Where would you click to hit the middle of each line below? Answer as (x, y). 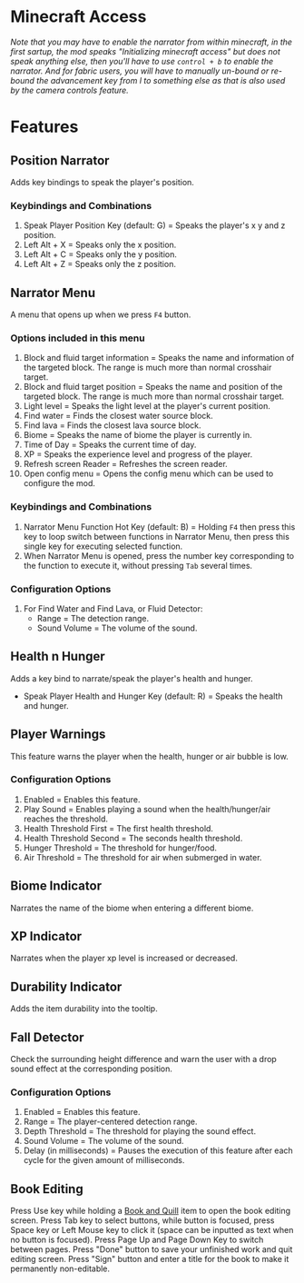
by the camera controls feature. (70, 90)
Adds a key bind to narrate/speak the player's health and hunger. (132, 678)
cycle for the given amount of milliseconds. (104, 1160)
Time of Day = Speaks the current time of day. (110, 445)
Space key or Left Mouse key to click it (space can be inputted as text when (152, 1230)
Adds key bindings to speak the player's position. (102, 182)
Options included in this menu (78, 338)
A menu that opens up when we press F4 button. (101, 314)
